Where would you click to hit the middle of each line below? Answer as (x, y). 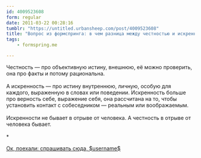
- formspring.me (37, 45)
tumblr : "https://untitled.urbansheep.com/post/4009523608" (83, 28)
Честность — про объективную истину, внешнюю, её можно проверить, (99, 67)
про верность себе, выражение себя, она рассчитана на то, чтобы (92, 98)
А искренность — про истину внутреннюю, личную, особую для (89, 86)
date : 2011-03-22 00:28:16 (40, 23)
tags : (13, 39)
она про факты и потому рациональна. (56, 73)
